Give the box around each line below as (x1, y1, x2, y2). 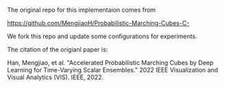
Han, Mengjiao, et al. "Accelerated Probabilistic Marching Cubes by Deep (7, 59, 214, 67)
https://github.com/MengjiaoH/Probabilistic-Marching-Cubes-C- (7, 19, 190, 27)
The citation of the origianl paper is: (7, 46, 108, 53)
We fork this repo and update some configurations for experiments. (7, 32, 198, 40)
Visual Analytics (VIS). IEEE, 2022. (7, 73, 104, 81)
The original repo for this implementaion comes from (7, 6, 156, 14)
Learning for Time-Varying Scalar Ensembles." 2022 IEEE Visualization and (7, 66, 218, 74)
